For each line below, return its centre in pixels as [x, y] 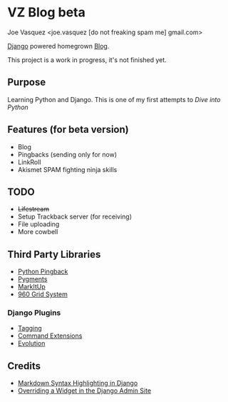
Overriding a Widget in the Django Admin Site [84, 391]
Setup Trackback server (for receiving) [75, 217]
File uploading [38, 224]
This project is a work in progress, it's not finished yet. [87, 60]
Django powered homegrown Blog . [58, 46]
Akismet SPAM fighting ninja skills [67, 169]
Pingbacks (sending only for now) [67, 154]
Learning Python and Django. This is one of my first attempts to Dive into [114, 99]
